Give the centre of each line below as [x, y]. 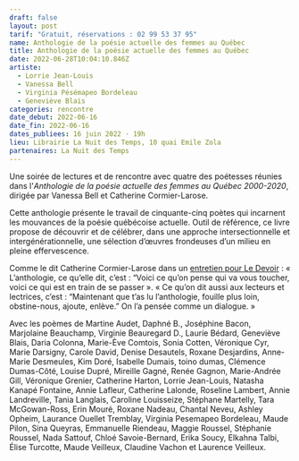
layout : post [33, 26]
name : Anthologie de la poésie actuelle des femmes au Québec [127, 43]
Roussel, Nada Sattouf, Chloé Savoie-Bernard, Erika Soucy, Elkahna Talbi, [144, 437]
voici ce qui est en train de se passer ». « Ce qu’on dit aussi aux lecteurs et [147, 286]
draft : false [33, 17]
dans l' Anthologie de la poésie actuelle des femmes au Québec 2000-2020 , [149, 185]
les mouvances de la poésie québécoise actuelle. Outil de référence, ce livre [149, 222]
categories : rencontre [51, 109]
